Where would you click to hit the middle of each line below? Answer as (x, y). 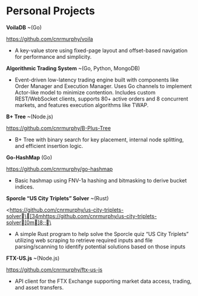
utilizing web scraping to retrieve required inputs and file (84, 240)
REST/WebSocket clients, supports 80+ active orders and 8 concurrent (101, 99)
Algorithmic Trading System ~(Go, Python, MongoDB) (73, 68)
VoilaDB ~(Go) (24, 27)
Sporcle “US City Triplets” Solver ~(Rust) (58, 198)
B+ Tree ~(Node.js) (30, 116)
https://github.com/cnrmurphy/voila (50, 39)
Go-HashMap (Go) (29, 157)
